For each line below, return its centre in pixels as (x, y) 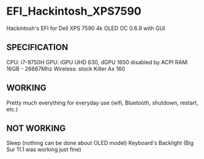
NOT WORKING (36, 128)
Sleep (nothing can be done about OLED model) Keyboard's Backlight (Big (100, 143)
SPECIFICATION (37, 47)
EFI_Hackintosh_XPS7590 (74, 11)
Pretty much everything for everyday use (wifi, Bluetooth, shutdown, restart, (102, 103)
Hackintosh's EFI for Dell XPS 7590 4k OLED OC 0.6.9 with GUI (86, 28)
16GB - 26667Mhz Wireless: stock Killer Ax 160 (66, 68)
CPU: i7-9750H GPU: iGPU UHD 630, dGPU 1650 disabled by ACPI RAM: (97, 62)
